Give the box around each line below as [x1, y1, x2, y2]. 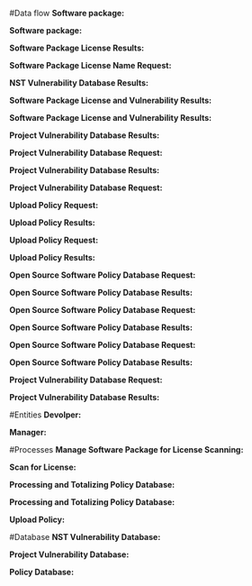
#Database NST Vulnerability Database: [9, 532, 161, 542]
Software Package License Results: [9, 42, 145, 53]
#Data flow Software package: [9, 8, 125, 18]
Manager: [9, 427, 47, 437]
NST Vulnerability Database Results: [9, 78, 149, 88]
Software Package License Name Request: [9, 60, 172, 70]
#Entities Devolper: [9, 409, 82, 420]
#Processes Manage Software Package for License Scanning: [9, 444, 244, 454]
